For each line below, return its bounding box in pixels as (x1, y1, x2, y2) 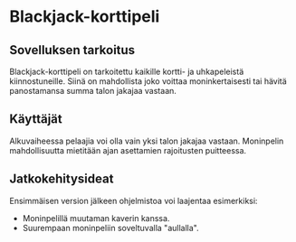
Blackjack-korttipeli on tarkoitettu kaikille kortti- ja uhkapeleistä (9, 66, 244, 77)
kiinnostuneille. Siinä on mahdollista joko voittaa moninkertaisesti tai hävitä (9, 76, 287, 87)
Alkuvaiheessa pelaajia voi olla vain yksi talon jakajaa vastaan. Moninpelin (9, 135, 284, 146)
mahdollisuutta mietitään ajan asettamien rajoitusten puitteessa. (9, 144, 247, 155)
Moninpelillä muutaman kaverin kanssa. (22, 212, 170, 223)
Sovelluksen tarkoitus (9, 42, 136, 58)
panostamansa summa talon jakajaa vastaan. (9, 86, 177, 96)
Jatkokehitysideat (9, 172, 114, 187)
